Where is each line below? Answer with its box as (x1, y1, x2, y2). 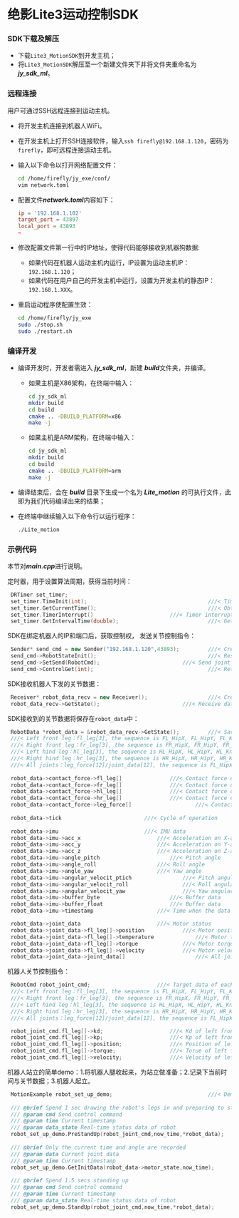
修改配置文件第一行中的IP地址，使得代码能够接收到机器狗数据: (17, 243, 201, 252)
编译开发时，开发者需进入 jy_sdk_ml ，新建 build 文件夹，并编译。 (17, 363, 210, 372)
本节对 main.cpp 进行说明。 (7, 561, 87, 570)
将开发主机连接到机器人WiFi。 (17, 121, 106, 130)
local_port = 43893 (17, 222, 76, 230)
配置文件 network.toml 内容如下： (17, 195, 115, 204)
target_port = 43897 (17, 216, 79, 223)
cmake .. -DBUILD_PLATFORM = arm (28, 467, 122, 474)
